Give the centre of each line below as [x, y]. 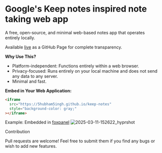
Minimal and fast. [29, 81]
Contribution [17, 132]
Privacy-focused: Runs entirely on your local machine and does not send [85, 71]
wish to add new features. [31, 146]
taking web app [37, 19]
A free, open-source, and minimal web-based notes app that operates [75, 32]
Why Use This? [21, 56]
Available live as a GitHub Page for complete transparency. [64, 47]
